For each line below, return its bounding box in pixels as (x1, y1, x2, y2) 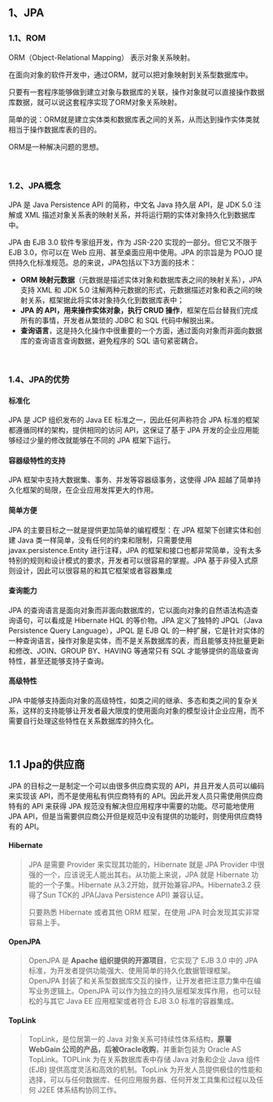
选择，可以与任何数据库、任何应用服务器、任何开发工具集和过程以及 (28, 1075, 257, 1085)
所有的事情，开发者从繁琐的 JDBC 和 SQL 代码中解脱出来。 (19, 315, 219, 325)
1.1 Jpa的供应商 (8, 758, 85, 771)
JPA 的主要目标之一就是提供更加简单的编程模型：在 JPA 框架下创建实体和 (8, 525, 254, 534)
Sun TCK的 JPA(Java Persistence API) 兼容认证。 (42, 890, 209, 900)
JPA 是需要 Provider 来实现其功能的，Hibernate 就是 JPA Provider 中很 (28, 859, 265, 869)
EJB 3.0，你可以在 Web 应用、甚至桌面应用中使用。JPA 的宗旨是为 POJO (8, 247, 253, 257)
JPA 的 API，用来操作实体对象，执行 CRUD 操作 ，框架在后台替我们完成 (19, 305, 258, 315)
